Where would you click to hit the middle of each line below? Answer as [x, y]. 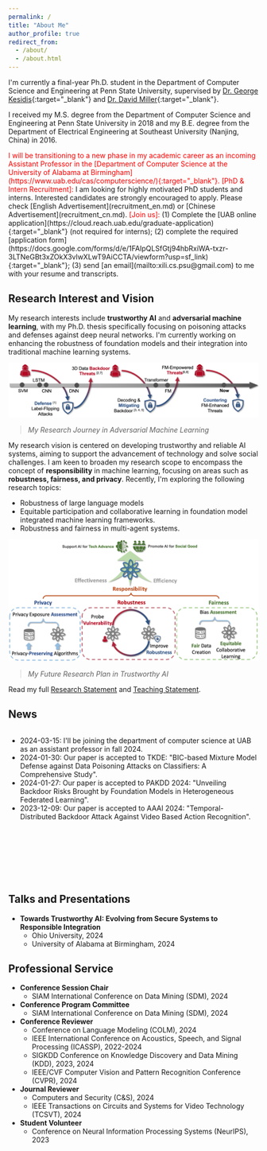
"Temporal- [205, 808]
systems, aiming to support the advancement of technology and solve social [133, 453]
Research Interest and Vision [81, 299]
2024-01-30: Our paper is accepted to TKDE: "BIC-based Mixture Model [138, 757]
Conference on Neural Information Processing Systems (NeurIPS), [140, 1132]
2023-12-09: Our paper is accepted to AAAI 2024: [102, 808]
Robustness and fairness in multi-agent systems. [100, 528]
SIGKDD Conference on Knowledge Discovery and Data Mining [135, 1056]
